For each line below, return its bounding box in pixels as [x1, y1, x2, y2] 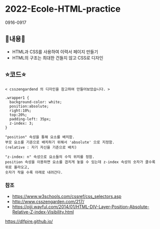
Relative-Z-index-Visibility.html [12, 209, 74, 215]
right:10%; [9, 108, 32, 113]
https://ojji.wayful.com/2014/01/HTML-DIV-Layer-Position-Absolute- [12, 204, 150, 210]
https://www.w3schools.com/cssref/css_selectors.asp [12, 193, 122, 199]
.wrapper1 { [5, 95, 29, 100]
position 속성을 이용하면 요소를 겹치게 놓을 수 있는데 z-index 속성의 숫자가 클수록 [5, 159, 156, 164]
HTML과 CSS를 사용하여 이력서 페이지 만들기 [12, 49, 99, 55]
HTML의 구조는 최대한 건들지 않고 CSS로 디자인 [12, 55, 103, 60]
